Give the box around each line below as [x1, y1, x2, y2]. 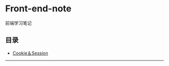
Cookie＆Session [12, 50, 49, 56]
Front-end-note [5, 3, 72, 14]
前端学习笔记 [5, 20, 32, 26]
